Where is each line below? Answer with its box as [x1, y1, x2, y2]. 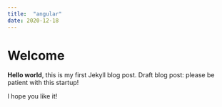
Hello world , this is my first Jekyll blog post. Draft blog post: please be [7, 71, 215, 79]
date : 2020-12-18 [7, 17, 59, 24]
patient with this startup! [7, 79, 79, 87]
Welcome [7, 47, 65, 64]
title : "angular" [7, 10, 62, 18]
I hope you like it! [7, 92, 58, 101]
